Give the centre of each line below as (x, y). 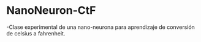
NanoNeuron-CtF (51, 10)
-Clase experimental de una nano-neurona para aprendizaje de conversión (100, 27)
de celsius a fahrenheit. (36, 33)
